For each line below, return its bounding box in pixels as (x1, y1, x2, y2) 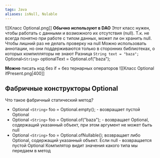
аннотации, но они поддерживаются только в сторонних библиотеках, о (5, 46, 155, 51)
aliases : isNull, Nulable (5, 12, 57, 16)
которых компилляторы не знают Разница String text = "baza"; (5, 50, 139, 56)
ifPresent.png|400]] (5, 70, 45, 76)
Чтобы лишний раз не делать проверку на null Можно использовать (5, 40, 147, 46)
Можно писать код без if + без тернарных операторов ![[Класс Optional (5, 65, 154, 71)
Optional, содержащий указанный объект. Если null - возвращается (12, 138, 152, 143)
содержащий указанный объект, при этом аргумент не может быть (12, 122, 153, 128)
